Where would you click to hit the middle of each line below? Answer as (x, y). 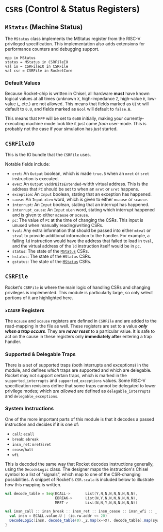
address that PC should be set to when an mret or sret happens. (76, 189)
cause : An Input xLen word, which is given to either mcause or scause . (80, 199)
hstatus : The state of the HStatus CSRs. (51, 256)
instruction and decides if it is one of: (42, 424)
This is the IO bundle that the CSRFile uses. (48, 155)
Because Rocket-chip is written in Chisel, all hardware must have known (77, 94)
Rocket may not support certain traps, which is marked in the (66, 375)
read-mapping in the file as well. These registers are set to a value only (76, 326)
